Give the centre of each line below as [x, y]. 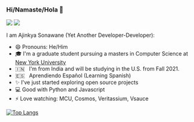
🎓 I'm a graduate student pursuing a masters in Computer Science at [102, 54]
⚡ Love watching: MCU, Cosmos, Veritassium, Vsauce [82, 98]
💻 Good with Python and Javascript [60, 89]
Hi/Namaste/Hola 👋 [35, 10]
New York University [40, 62]
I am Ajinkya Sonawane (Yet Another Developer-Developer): [80, 35]
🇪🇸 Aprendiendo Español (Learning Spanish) [73, 75]
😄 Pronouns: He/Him [41, 47]
